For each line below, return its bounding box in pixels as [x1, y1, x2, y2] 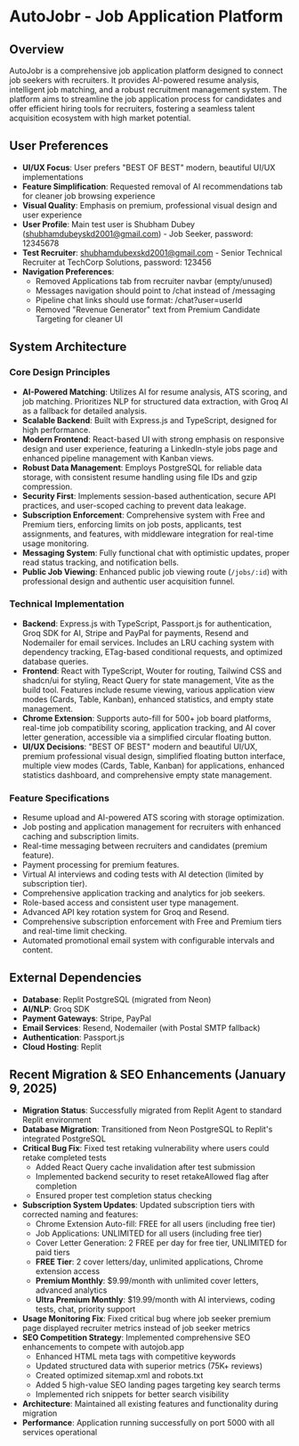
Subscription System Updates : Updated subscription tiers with [21, 1199, 255, 1210]
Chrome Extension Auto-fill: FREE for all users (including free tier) [35, 1218, 276, 1229]
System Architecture [9, 339, 127, 355]
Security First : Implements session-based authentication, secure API [21, 490, 277, 501]
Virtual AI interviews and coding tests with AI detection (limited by [21, 869, 264, 879]
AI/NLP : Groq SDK [21, 1003, 91, 1014]
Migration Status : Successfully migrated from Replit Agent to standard [21, 1105, 282, 1115]
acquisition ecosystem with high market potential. [9, 113, 191, 123]
